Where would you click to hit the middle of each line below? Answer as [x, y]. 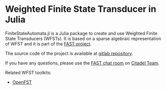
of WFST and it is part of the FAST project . [48, 44]
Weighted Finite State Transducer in [81, 9]
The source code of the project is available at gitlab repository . [69, 53]
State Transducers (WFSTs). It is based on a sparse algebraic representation [83, 39]
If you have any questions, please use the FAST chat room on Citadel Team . [82, 63]
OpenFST [22, 82]
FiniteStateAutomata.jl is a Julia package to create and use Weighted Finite [81, 33]
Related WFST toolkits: [28, 72]
